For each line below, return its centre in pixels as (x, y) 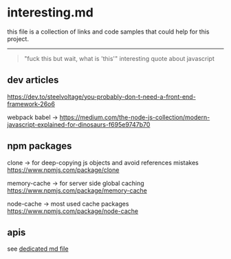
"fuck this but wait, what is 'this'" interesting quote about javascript (119, 58)
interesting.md (51, 13)
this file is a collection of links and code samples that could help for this (108, 32)
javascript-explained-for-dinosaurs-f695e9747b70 (79, 124)
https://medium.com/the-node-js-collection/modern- (135, 117)
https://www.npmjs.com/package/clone (63, 170)
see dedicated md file (38, 249)
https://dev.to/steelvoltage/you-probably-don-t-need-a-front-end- (101, 97)
